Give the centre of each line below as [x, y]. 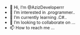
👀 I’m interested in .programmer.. [42, 12]
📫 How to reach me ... [32, 28]
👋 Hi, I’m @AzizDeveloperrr [37, 7]
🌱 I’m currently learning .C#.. [38, 17]
